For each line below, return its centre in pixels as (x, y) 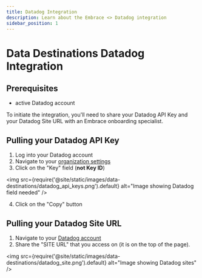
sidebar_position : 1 (32, 23)
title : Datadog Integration (42, 12)
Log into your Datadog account (54, 155)
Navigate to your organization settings (63, 161)
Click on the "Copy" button (49, 205)
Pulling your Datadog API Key (63, 140)
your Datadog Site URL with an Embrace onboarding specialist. (85, 121)
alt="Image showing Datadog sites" (153, 263)
